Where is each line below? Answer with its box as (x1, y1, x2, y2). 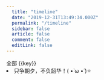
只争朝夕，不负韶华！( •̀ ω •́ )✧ (14, 67, 92, 74)
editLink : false (11, 43, 53, 49)
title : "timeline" (11, 8, 59, 15)
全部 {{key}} (6, 60, 36, 67)
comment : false (11, 37, 50, 43)
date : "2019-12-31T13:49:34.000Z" (11, 14, 99, 20)
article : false (11, 31, 50, 37)
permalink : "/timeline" (11, 20, 71, 26)
